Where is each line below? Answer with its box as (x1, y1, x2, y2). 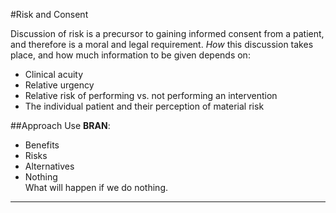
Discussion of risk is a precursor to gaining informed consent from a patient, (10, 28, 325, 39)
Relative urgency (24, 79, 95, 91)
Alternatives (24, 160, 75, 172)
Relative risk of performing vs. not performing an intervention (24, 90, 278, 101)
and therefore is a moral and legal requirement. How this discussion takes (10, 39, 314, 50)
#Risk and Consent (10, 9, 89, 20)
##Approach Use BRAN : (10, 120, 111, 131)
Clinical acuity (24, 69, 84, 80)
